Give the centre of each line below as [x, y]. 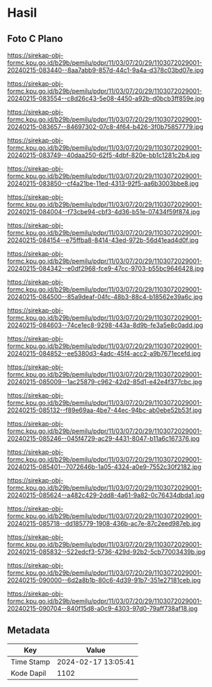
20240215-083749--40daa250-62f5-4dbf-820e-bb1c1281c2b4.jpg [104, 155]
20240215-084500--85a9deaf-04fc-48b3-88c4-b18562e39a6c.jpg [105, 297]
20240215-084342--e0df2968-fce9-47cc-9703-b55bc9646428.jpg [106, 269]
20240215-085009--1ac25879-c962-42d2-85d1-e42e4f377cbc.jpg [105, 382]
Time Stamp [31, 662]
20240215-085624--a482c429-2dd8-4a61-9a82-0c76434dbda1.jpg [106, 495]
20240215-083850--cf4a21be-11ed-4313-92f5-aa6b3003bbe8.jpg [103, 183]
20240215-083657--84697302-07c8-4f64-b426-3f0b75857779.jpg [105, 127]
